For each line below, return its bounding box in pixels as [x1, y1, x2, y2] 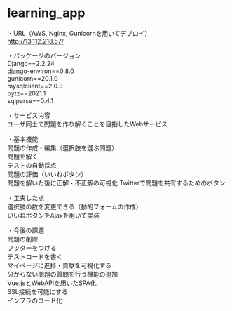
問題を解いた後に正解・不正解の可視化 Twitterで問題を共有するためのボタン [7, 178, 226, 187]
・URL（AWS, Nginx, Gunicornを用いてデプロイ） [7, 29, 151, 37]
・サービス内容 [7, 111, 50, 119]
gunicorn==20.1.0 [7, 74, 58, 82]
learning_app [7, 5, 86, 21]
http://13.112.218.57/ [7, 37, 64, 45]
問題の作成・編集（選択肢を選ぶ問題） [7, 143, 118, 152]
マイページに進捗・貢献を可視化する [7, 261, 112, 270]
